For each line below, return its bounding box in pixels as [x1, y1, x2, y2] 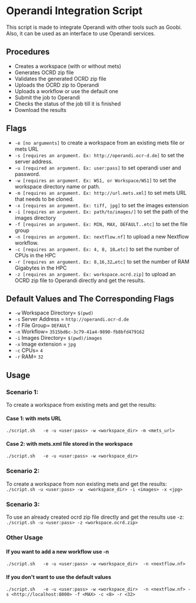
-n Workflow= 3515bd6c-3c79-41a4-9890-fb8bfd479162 [14, 328, 145, 335]
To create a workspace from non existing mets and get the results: [6, 480, 167, 487]
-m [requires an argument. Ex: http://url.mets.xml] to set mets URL [14, 189, 187, 196]
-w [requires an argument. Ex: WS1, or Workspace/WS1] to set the [14, 177, 177, 184]
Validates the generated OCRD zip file [14, 75, 107, 82]
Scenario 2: [6, 467, 40, 475]
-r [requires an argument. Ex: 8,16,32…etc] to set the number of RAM [14, 258, 190, 265]
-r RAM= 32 [14, 353, 44, 360]
